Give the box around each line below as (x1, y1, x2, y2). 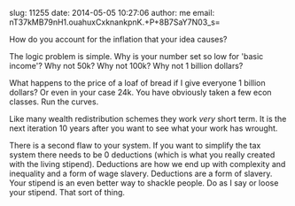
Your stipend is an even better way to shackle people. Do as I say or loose (9, 178, 279, 188)
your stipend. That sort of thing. (9, 187, 126, 197)
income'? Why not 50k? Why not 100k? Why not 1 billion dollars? (9, 61, 244, 71)
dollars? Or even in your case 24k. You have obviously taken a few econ (9, 88, 272, 97)
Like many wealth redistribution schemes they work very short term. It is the (9, 114, 287, 124)
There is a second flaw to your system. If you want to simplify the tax (9, 141, 261, 150)
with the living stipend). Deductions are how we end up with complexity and (9, 159, 286, 169)
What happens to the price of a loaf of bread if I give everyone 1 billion (9, 78, 266, 88)
